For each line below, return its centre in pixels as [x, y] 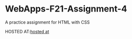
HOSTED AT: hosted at [27, 31]
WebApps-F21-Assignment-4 [66, 9]
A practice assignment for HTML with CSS [47, 22]
